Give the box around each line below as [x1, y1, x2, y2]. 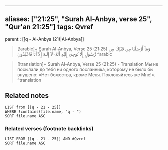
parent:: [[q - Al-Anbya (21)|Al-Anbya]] [5, 36, 84, 42]
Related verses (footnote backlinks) [5, 125, 94, 132]
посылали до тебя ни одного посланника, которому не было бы [17, 66, 154, 72]
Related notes [5, 91, 49, 100]
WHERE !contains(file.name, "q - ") [5, 109, 81, 114]
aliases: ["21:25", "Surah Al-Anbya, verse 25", [5, 15, 152, 23]
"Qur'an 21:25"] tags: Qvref [5, 23, 93, 31]
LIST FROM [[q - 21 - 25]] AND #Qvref [5, 136, 86, 141]
